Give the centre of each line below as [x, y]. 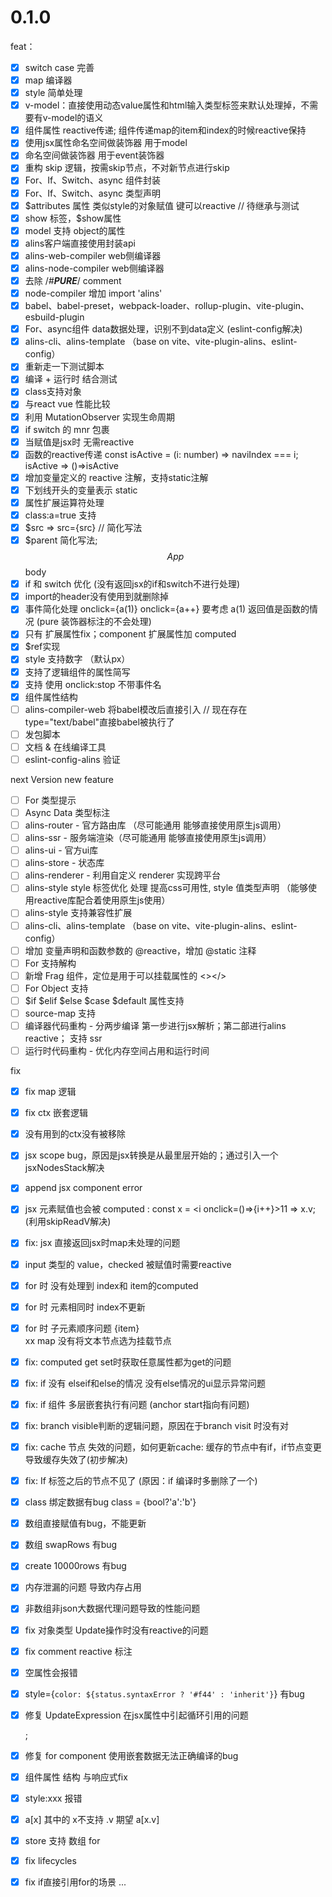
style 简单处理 [53, 93]
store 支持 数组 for [62, 1841]
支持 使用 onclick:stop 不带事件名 [93, 684]
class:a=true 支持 [60, 515]
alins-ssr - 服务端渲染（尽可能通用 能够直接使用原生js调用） [148, 838]
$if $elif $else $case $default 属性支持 [104, 1000]
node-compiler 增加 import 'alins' [93, 293]
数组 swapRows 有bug [71, 1545]
